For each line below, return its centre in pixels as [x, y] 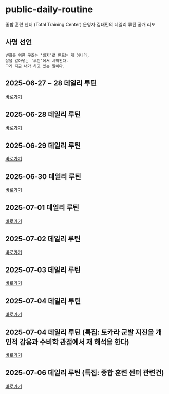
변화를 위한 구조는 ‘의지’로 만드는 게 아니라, [48, 55]
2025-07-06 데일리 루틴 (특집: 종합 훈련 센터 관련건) [85, 373]
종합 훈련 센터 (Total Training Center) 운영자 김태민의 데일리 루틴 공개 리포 [80, 24]
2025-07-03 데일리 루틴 [43, 270]
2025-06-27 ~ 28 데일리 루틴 [51, 83]
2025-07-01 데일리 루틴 [42, 208]
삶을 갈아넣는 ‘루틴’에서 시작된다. [37, 61]
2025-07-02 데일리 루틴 [43, 239]
